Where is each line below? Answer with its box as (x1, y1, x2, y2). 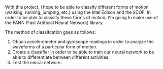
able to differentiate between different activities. (12, 54, 110, 60)
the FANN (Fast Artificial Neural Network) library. (5, 20, 104, 25)
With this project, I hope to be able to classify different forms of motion (5, 4, 149, 10)
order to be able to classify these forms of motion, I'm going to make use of (5, 15, 159, 20)
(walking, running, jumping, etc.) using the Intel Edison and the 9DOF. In (5, 9, 151, 15)
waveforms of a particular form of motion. (12, 44, 98, 49)
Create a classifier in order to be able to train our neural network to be (12, 49, 154, 55)
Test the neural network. (12, 60, 62, 65)
